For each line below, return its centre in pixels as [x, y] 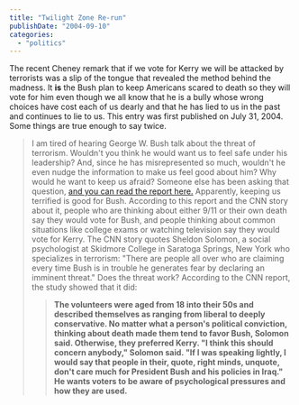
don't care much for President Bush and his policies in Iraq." [168, 372]
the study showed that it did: [84, 287]
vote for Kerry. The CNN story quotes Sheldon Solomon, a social [151, 239]
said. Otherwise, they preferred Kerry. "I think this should [163, 343]
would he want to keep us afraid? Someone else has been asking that [160, 182]
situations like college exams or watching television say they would [156, 230]
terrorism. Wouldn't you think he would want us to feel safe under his [159, 153]
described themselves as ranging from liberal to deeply [159, 314]
